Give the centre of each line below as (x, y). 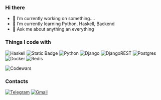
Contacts (17, 81)
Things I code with (28, 42)
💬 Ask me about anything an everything (53, 29)
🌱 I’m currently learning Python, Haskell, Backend (63, 24)
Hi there (15, 8)
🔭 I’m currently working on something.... (54, 19)
